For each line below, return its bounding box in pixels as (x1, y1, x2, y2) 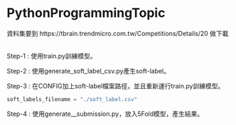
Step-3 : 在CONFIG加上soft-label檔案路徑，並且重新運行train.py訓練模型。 (6, 81, 225, 90)
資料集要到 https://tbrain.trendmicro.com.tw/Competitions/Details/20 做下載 (6, 29, 229, 37)
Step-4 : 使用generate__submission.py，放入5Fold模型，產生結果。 (6, 109, 204, 118)
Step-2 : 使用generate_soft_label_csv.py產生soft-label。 (6, 66, 171, 75)
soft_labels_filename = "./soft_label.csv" (6, 95, 138, 103)
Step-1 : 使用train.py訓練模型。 (6, 52, 97, 60)
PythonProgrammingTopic (6, 5, 166, 21)
